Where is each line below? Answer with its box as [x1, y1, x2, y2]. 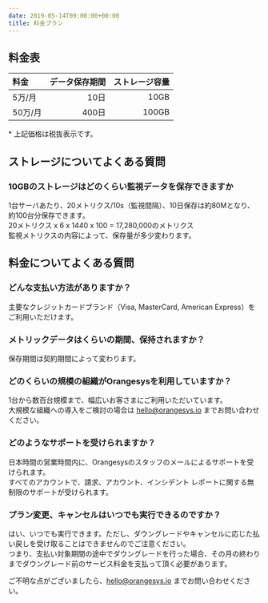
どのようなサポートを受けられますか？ [8, 437, 156, 448]
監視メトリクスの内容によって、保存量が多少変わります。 [8, 231, 196, 240]
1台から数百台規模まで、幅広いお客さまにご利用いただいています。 [8, 396, 228, 405]
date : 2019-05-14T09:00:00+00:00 [8, 11, 120, 20]
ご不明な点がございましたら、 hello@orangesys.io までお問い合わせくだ [8, 576, 244, 585]
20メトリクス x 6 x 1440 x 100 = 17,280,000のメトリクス [8, 221, 194, 230]
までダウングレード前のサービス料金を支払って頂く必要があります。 [8, 558, 232, 569]
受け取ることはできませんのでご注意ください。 [35, 538, 190, 549]
